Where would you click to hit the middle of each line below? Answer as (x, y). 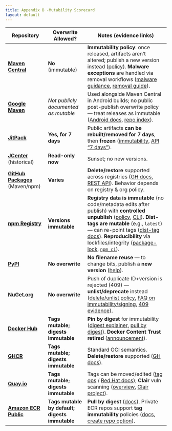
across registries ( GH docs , (120, 176)
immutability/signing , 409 (118, 304)
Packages (20, 180)
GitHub (17, 173)
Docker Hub (23, 329)
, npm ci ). (108, 249)
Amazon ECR (24, 408)
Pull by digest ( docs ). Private (123, 401)
